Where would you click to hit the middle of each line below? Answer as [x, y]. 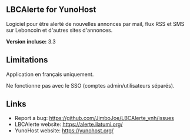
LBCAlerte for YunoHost [51, 10]
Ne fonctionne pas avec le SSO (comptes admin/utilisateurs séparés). [90, 85]
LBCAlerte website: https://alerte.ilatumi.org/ [69, 124]
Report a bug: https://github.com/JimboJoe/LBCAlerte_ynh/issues [94, 118]
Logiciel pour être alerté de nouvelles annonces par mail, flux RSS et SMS [95, 24]
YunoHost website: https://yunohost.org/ [64, 131]
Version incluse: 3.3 [31, 41]
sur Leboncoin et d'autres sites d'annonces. [59, 30]
